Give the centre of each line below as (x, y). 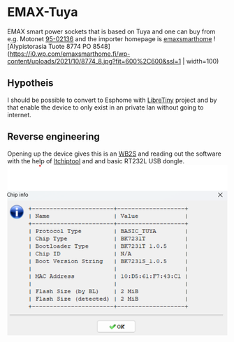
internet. (19, 114)
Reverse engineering (53, 137)
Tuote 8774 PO (70, 46)
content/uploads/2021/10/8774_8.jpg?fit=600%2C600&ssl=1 (94, 61)
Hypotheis (30, 83)
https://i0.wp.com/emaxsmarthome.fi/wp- (70, 54)
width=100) (203, 61)
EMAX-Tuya (43, 12)
